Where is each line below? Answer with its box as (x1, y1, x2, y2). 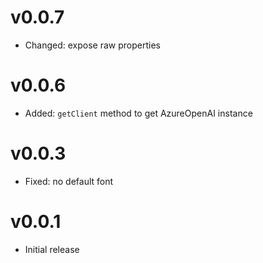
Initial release (24, 243, 80, 255)
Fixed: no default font (24, 175, 114, 187)
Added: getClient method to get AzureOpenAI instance (24, 107, 253, 119)
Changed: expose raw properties (24, 39, 161, 51)
